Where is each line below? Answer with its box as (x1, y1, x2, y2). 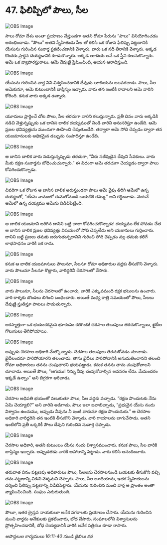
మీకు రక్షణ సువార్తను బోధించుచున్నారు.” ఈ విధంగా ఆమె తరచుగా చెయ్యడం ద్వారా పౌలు (5, 159, 159, 166)
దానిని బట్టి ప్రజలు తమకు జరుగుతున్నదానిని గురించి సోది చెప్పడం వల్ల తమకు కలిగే (5, 234, 148, 240)
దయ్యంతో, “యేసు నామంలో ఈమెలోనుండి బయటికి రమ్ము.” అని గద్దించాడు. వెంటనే (5, 193, 149, 199)
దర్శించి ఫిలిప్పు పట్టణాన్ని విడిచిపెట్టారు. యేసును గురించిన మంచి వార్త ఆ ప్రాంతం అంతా (5, 482, 155, 488)
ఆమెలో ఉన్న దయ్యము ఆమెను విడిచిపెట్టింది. (5, 200, 83, 206)
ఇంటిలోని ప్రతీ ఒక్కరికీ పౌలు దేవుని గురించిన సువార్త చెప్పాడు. (5, 421, 111, 427)
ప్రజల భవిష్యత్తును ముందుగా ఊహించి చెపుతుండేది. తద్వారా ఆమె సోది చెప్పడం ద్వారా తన (5, 126, 163, 132)
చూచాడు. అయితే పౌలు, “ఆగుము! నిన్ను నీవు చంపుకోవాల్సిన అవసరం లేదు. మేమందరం (5, 368, 158, 374)
